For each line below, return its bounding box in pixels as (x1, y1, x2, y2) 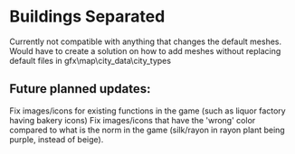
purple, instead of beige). (9, 133, 104, 145)
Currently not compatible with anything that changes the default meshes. (9, 36, 282, 47)
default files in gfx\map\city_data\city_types (9, 55, 172, 66)
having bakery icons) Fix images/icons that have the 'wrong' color (9, 114, 256, 125)
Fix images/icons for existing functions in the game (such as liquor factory (9, 105, 287, 116)
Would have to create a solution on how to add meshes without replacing (9, 45, 281, 56)
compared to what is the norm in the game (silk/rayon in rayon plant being (9, 124, 285, 135)
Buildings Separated (9, 6, 166, 27)
